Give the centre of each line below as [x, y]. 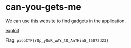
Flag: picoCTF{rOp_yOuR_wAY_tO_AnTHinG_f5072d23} [57, 40]
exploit [12, 30]
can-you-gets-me [43, 7]
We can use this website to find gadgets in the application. [66, 21]
